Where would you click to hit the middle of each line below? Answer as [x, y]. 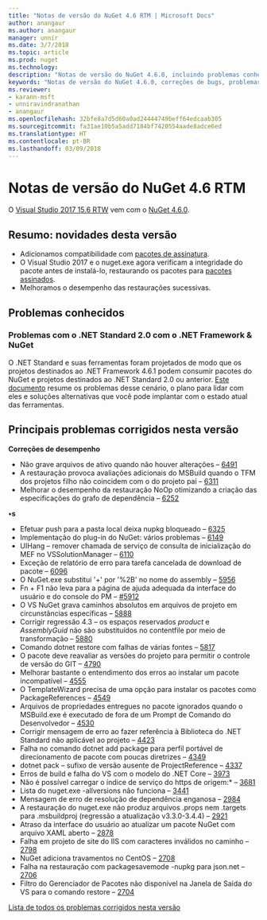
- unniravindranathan [44, 104]
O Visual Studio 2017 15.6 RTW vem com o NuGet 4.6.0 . [99, 210]
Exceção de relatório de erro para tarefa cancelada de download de [131, 562]
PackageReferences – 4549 [65, 698]
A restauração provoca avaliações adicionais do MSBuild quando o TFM [137, 473]
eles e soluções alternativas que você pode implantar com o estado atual [128, 396]
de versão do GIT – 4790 [60, 663]
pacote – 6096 [44, 571]
